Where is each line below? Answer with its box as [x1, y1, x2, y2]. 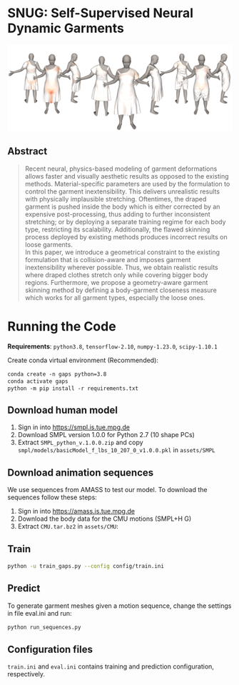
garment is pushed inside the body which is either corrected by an [24, 202, 220, 211]
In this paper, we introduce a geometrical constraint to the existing [24, 248, 220, 256]
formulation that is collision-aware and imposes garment [24, 255, 191, 264]
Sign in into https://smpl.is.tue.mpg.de [17, 423, 131, 431]
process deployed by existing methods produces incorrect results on [24, 232, 228, 241]
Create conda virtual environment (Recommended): [7, 356, 159, 364]
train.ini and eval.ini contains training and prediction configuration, [7, 662, 214, 671]
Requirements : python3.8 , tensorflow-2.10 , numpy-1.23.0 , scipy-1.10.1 [7, 341, 218, 351]
